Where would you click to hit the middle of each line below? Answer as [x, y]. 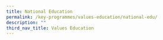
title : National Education [39, 11]
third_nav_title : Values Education [50, 28]
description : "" [26, 22]
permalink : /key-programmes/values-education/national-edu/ [82, 17]
